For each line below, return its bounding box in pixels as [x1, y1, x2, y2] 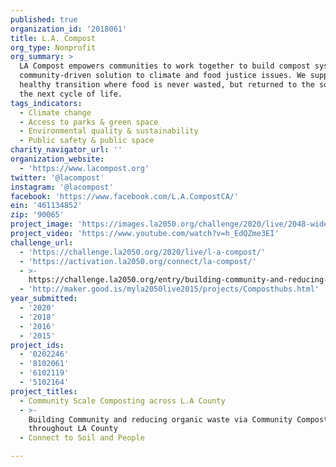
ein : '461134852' [10, 201, 83, 211]
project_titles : [10, 386, 78, 396]
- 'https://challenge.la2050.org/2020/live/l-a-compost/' [19, 247, 267, 257]
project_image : [10, 219, 74, 230]
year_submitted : [10, 294, 78, 304]
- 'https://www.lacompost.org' [19, 163, 150, 173]
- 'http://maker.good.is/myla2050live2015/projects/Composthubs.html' [19, 284, 320, 295]
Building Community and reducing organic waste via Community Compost [28, 414, 329, 425]
